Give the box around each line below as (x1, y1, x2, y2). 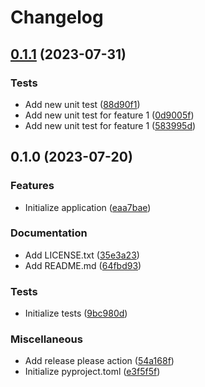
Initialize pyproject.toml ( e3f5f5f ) (24, 366, 161, 378)
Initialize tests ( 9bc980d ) (24, 307, 128, 320)
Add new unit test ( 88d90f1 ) (24, 98, 141, 110)
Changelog (10, 6, 104, 29)
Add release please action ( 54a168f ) (24, 355, 175, 367)
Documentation (10, 226, 88, 240)
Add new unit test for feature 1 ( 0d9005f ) (24, 109, 195, 121)
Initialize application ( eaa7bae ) (24, 201, 152, 213)
